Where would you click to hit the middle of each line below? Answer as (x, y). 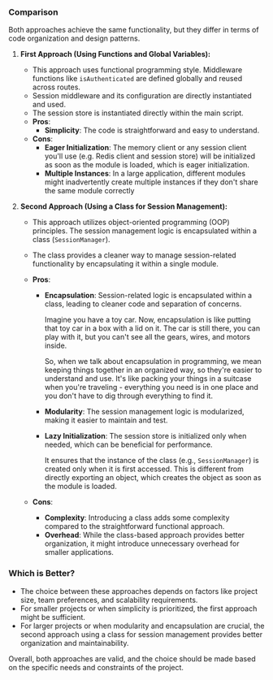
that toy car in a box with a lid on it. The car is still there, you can (152, 328)
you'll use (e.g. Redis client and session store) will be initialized (150, 156)
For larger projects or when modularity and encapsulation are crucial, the (142, 626)
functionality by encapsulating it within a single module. (126, 264)
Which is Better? (42, 574)
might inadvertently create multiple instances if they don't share (151, 182)
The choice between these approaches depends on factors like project (139, 591)
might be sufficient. (52, 617)
